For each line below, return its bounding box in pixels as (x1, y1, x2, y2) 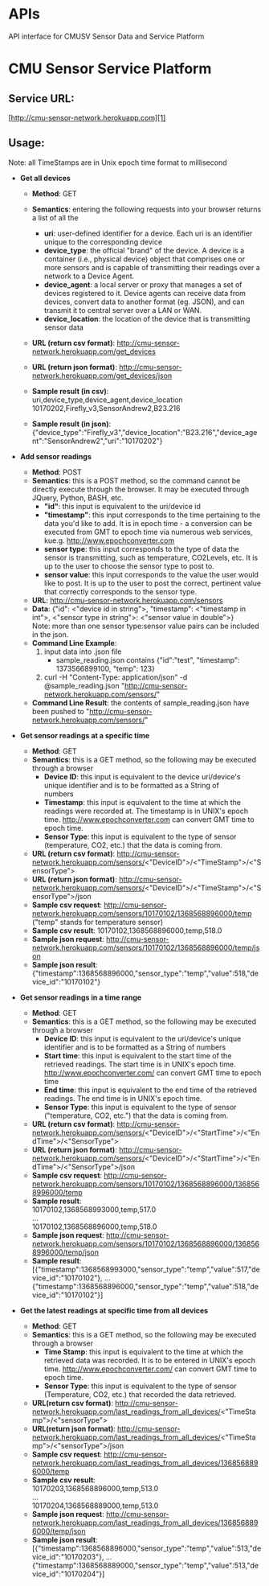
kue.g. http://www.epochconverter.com (43, 536, 175, 545)
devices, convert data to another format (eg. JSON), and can (43, 297, 245, 306)
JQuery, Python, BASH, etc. (31, 492, 124, 503)
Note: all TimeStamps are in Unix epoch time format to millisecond (8, 158, 227, 167)
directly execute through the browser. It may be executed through (31, 484, 250, 494)
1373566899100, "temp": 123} (55, 664, 155, 673)
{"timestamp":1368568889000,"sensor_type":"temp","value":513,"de (31, 1560, 259, 1570)
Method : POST (31, 467, 82, 477)
